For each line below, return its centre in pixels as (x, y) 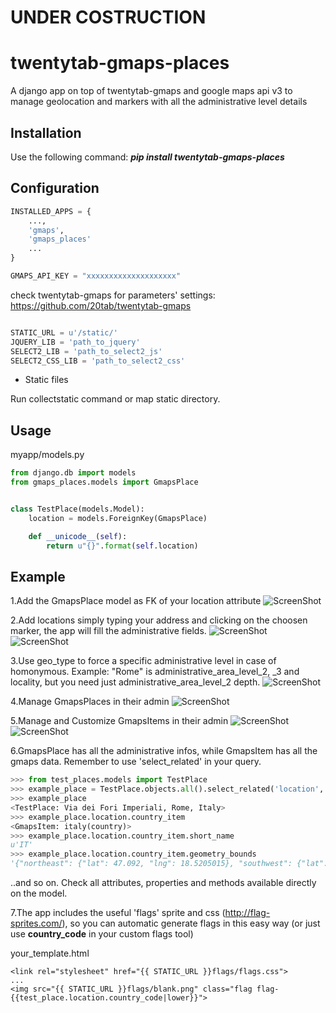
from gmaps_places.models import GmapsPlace (104, 482)
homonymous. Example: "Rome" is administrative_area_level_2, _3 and (155, 672)
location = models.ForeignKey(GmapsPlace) (118, 518)
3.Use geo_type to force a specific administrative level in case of (143, 661)
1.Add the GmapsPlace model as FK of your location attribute (136, 601)
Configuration (55, 188)
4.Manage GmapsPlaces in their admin (90, 702)
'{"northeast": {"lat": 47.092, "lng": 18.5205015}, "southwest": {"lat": (169, 864)
